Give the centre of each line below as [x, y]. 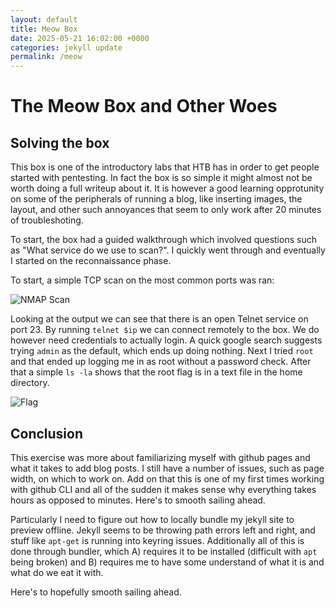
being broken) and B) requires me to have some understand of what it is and [167, 562]
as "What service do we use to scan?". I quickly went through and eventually [168, 250]
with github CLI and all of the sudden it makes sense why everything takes [163, 489]
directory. [30, 383]
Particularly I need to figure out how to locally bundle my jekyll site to [152, 519]
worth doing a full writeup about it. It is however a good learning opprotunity [167, 188]
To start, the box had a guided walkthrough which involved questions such [163, 240]
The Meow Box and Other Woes [144, 106]
